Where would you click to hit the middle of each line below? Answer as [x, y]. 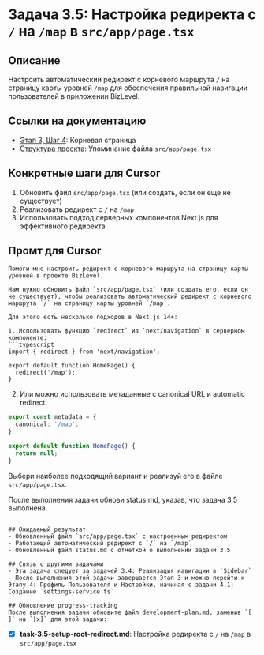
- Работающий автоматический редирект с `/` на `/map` [100, 543]
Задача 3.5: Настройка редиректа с [132, 15]
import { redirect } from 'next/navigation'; [84, 352]
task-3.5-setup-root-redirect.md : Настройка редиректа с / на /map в [135, 634]
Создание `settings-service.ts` [61, 591]
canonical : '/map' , [47, 424]
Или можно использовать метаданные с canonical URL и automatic [132, 394]
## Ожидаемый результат [47, 529]
